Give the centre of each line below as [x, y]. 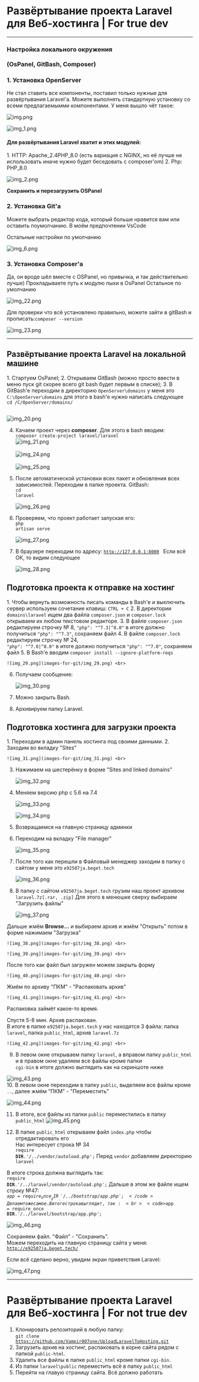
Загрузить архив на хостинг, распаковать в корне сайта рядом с [97, 1347]
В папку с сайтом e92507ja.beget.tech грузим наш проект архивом [100, 891]
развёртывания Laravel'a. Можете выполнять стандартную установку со [99, 100]
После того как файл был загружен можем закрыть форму [81, 965]
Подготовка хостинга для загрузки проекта [92, 727]
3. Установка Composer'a [45, 264]
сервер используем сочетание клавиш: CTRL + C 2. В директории [89, 608]
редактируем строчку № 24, [43, 640]
